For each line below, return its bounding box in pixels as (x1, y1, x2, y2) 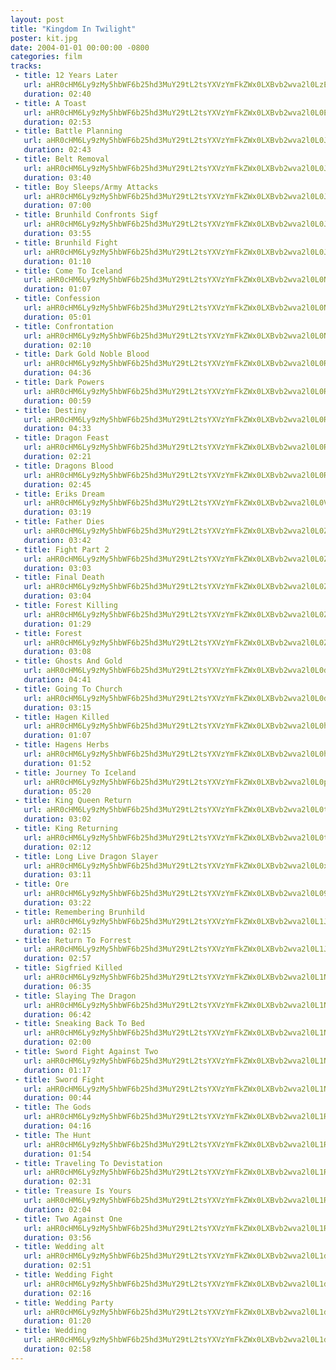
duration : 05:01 (23, 312, 92, 322)
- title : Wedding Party (14, 1297, 114, 1308)
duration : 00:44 (23, 1093, 92, 1103)
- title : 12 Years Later (14, 71, 118, 81)
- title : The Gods (14, 1102, 92, 1113)
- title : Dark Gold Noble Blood (14, 349, 150, 360)
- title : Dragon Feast (14, 433, 110, 443)
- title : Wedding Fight (14, 1270, 114, 1280)
